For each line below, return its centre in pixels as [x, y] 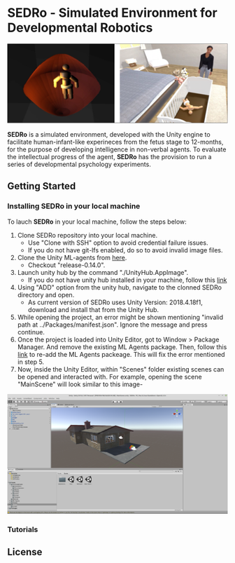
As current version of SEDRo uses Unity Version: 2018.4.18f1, [115, 302]
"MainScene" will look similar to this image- [80, 384]
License [25, 552]
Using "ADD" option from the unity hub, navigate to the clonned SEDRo [120, 287]
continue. [31, 332]
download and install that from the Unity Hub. [93, 309]
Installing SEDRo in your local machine [74, 206]
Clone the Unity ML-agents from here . [72, 257]
